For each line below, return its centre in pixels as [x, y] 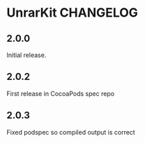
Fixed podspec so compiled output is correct [71, 132]
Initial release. [26, 55]
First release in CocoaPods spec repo [61, 93]
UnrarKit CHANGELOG [72, 13]
